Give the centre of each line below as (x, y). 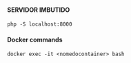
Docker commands (35, 39)
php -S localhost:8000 (40, 24)
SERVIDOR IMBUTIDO (39, 10)
